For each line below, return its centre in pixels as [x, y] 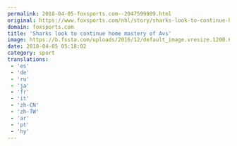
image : [17, 40]
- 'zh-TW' [25, 112]
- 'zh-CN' [25, 105]
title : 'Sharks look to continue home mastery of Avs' [90, 33]
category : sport [31, 53]
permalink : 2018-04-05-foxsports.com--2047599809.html [90, 14]
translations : [28, 60]
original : [22, 20]
